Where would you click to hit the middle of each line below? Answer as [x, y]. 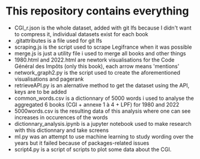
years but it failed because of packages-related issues [82, 143]
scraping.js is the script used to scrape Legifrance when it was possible [103, 47]
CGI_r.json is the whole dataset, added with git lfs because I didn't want [103, 28]
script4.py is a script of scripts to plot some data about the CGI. [93, 149]
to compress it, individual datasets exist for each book [81, 34]
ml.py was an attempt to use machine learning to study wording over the [104, 136]
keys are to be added [41, 92]
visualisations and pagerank [49, 79]
